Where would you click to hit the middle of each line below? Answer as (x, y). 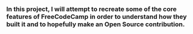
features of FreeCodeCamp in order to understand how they (96, 16)
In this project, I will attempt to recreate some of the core (92, 9)
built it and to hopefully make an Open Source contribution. (96, 24)
